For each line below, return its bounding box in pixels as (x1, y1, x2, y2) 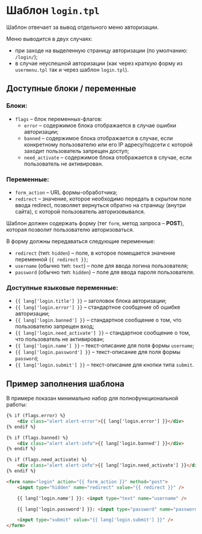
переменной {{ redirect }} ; (14, 255, 88, 262)
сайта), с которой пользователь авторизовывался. (14, 208, 145, 215)
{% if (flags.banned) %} (6, 435, 69, 441)
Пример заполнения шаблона (6, 379, 124, 389)
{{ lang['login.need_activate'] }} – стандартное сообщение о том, (14, 329, 191, 337)
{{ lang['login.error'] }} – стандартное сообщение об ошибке (14, 303, 180, 311)
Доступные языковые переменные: (6, 284, 118, 292)
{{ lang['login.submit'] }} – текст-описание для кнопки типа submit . (14, 361, 194, 368)
